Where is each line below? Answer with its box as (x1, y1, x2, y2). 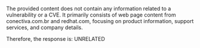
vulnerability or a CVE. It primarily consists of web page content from (6, 11, 176, 18)
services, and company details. (6, 24, 84, 31)
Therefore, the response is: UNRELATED (6, 36, 106, 42)
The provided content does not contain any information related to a (6, 5, 171, 12)
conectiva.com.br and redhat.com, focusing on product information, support (6, 18, 194, 24)
